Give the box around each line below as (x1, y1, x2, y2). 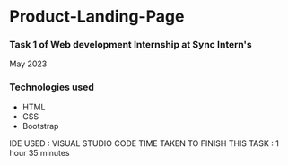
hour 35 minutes (9, 147, 70, 158)
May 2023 (9, 58, 48, 69)
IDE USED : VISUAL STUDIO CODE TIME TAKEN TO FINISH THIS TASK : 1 (9, 137, 280, 149)
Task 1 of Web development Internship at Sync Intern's (9, 39, 253, 51)
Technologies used (9, 81, 94, 93)
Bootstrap (22, 120, 59, 131)
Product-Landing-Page (9, 6, 185, 27)
